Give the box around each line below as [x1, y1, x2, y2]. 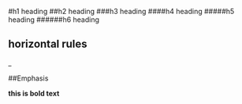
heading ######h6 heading [8, 15, 100, 24]
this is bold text [8, 88, 60, 98]
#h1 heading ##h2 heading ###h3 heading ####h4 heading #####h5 [8, 7, 235, 16]
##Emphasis [8, 74, 49, 83]
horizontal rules [8, 38, 88, 51]
